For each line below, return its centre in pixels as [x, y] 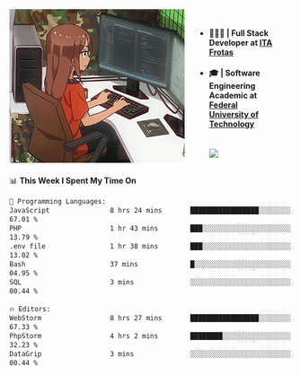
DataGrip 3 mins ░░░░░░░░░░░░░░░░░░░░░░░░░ [150, 353]
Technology [232, 124]
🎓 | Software [234, 73]
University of [234, 115]
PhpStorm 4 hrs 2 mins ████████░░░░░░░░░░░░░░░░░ [150, 336]
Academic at [233, 96]
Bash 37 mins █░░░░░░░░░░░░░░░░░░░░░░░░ [150, 264]
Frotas [221, 52]
